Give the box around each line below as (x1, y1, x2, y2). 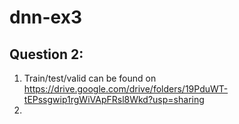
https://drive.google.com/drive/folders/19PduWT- (23, 83, 229, 95)
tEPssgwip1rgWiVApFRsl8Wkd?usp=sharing (23, 94, 205, 105)
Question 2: (9, 46, 84, 63)
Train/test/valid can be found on (23, 72, 157, 84)
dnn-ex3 (9, 6, 83, 29)
